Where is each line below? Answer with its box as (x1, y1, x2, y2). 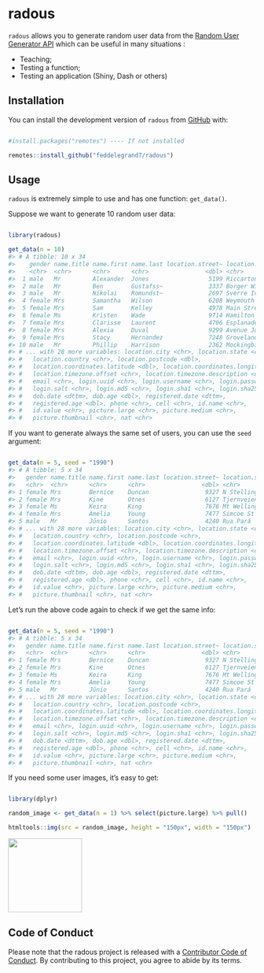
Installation (8, 94, 64, 107)
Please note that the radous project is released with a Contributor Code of (8, 947, 247, 956)
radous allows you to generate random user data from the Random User (8, 31, 240, 40)
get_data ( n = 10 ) (8, 246, 65, 254)
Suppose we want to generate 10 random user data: (8, 210, 176, 219)
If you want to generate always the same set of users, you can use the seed (8, 429, 251, 438)
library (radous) (8, 232, 61, 240)
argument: (8, 436, 42, 446)
